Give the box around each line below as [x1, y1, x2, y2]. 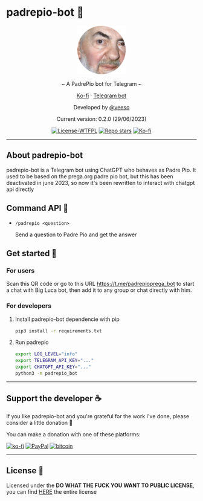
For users [6, 266, 35, 274]
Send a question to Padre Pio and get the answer [14, 231, 137, 238]
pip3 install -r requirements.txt [14, 328, 102, 334]
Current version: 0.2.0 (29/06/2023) [56, 115, 147, 123]
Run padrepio [14, 338, 49, 346]
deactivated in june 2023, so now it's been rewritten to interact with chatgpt [6, 179, 195, 186]
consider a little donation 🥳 [6, 419, 73, 426]
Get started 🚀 [6, 248, 57, 259]
